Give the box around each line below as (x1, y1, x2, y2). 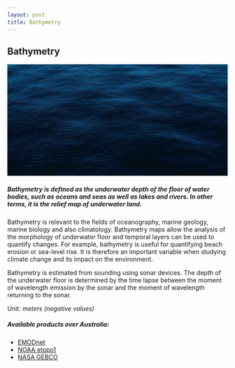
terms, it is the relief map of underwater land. (7, 200, 142, 208)
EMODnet (17, 338, 45, 346)
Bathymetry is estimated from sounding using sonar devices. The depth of (7, 268, 222, 276)
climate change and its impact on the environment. (7, 255, 154, 263)
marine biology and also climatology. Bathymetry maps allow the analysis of (7, 225, 226, 234)
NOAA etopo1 (17, 345, 57, 353)
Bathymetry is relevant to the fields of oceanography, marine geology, (7, 218, 208, 226)
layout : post (7, 11, 45, 18)
